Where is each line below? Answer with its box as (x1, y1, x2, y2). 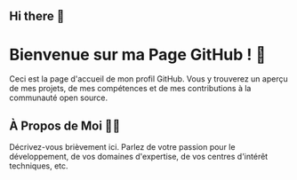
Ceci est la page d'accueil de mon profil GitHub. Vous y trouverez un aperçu (9, 74, 288, 84)
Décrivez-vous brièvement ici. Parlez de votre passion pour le (9, 142, 236, 153)
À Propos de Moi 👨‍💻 (9, 118, 121, 133)
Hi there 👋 (9, 9, 65, 24)
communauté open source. (9, 92, 108, 103)
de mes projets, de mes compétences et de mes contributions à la (9, 83, 252, 94)
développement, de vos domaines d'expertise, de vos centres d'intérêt (9, 152, 269, 162)
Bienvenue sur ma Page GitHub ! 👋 (9, 44, 267, 65)
